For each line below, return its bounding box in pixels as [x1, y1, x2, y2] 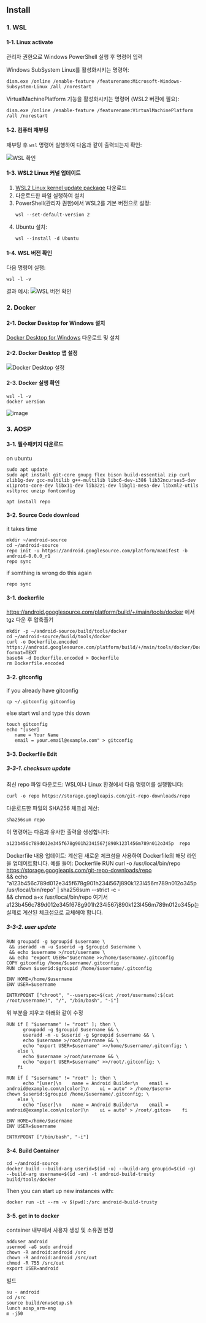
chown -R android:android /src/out [6, 1255, 97, 1261]
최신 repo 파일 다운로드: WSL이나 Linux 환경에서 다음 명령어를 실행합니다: [6, 780, 184, 788]
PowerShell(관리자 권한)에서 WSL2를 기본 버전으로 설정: [15, 199, 151, 207]
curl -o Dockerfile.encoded [6, 639, 78, 646]
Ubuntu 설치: [15, 223, 47, 231]
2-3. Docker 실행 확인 [6, 379, 60, 387]
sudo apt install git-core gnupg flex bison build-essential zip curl [6, 471, 191, 478]
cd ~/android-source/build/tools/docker [6, 634, 112, 640]
